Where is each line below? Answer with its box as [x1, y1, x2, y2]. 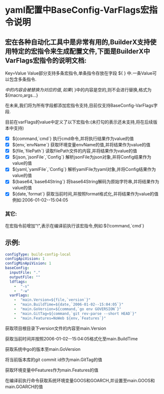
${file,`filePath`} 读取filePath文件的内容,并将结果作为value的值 [12, 148, 137, 154]
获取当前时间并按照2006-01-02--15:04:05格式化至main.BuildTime [5, 336, 138, 341]
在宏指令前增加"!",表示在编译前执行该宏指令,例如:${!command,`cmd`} [5, 223, 144, 228]
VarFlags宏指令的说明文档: [5, 56, 87, 64]
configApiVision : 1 [5, 256, 45, 261]
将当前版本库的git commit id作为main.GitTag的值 [5, 357, 102, 363]
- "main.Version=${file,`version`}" [14, 298, 91, 303]
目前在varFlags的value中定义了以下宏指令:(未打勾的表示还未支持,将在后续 [5, 119, 153, 125]
